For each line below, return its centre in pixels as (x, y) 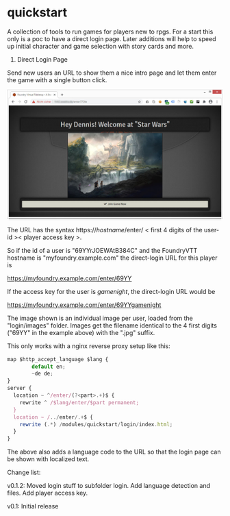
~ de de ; (42, 374)
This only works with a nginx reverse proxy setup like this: (89, 346)
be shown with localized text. (48, 459)
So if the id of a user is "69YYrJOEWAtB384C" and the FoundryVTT (102, 250)
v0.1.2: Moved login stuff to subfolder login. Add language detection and (109, 486)
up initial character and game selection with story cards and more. (100, 46)
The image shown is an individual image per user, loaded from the (100, 318)
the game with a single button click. (57, 79)
